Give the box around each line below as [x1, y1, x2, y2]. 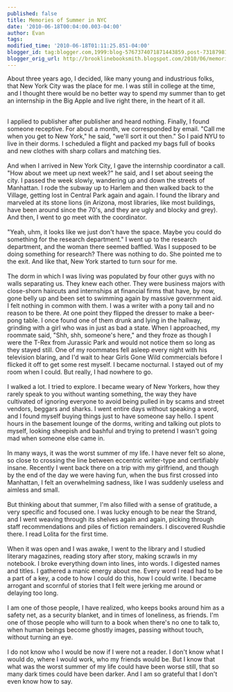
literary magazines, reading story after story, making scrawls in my [7, 552, 198, 560]
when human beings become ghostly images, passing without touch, [7, 625, 204, 634]
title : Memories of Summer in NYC [7, 17, 107, 24]
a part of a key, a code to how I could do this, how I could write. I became [7, 573, 217, 582]
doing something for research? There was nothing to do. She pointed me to [7, 250, 222, 258]
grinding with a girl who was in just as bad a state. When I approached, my [7, 323, 221, 331]
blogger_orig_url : [7, 55, 60, 62]
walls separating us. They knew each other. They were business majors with [7, 279, 225, 288]
